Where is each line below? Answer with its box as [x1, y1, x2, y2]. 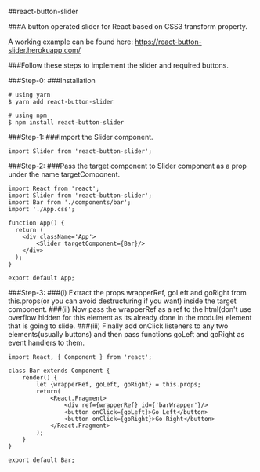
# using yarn [8, 91, 51, 99]
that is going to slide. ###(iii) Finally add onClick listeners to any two [8, 321, 229, 331]
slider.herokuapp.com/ [8, 46, 81, 54]
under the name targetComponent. [8, 170, 120, 179]
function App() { [8, 219, 65, 227]
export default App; [8, 274, 76, 282]
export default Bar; [8, 456, 76, 464]
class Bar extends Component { [8, 367, 110, 375]
